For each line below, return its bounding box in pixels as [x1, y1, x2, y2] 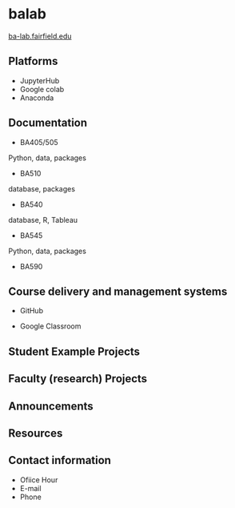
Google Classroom [19, 321, 82, 331]
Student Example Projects [8, 345, 141, 358]
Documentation [8, 116, 88, 130]
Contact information [8, 454, 112, 467]
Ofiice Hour [19, 474, 58, 485]
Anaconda [19, 93, 54, 103]
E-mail [19, 483, 42, 493]
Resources [8, 426, 63, 440]
